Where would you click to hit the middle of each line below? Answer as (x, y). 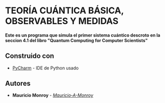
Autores (18, 83)
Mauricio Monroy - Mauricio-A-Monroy (53, 95)
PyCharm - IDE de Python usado (45, 68)
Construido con (30, 56)
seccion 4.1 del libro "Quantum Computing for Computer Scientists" (76, 40)
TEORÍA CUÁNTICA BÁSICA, (64, 11)
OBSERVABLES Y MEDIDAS (62, 21)
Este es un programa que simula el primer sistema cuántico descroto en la (83, 35)
